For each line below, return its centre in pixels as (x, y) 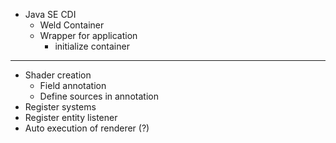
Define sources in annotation (99, 96)
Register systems (60, 107)
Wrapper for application (88, 35)
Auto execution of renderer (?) (87, 128)
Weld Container (72, 25)
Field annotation (73, 85)
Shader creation (58, 75)
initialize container (92, 46)
